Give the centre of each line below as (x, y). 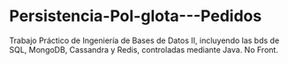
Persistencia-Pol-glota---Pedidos (136, 16)
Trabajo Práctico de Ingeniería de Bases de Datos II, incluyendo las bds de (144, 40)
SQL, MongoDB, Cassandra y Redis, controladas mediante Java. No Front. (144, 49)
